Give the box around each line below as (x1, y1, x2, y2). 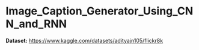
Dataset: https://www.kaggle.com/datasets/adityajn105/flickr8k (5, 37, 164, 44)
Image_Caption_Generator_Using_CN (5, 4, 194, 18)
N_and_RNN (5, 17, 67, 31)
